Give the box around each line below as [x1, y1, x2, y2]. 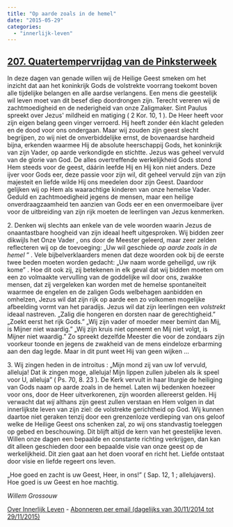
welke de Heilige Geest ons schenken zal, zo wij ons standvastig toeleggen [7, 420, 223, 429]
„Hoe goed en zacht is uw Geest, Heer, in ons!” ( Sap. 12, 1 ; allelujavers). [7, 470, 216, 479]
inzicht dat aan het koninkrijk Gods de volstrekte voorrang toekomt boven [7, 82, 218, 90]
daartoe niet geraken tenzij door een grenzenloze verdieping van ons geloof [7, 413, 225, 421]
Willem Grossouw [7, 491, 58, 500]
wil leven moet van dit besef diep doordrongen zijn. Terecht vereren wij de [7, 96, 220, 105]
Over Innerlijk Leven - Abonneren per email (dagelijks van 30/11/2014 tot [7, 505, 214, 514]
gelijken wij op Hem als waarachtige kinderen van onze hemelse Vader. [7, 186, 211, 194]
